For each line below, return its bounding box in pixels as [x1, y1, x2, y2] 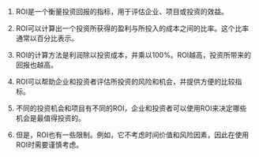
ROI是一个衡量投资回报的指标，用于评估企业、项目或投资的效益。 [15, 7, 229, 16]
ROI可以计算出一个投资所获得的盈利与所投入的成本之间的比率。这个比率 [15, 24, 250, 33]
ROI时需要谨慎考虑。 [15, 140, 84, 149]
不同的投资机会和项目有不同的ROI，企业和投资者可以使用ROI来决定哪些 [15, 103, 247, 113]
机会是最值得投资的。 [15, 114, 85, 122]
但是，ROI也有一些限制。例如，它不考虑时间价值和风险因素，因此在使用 [15, 130, 250, 140]
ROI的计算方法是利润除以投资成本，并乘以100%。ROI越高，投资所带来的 [15, 50, 251, 59]
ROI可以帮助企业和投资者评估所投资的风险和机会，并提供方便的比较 [15, 77, 235, 86]
